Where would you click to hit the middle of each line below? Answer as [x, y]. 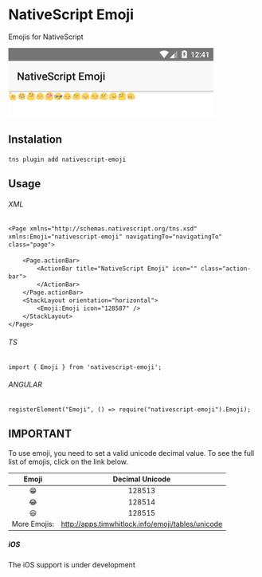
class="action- [225, 269]
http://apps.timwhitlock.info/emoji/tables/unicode [142, 524]
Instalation [35, 140]
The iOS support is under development [72, 564]
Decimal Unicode [142, 479]
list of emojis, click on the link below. [68, 461]
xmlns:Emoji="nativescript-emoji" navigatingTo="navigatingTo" [115, 237]
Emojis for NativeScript [46, 37]
